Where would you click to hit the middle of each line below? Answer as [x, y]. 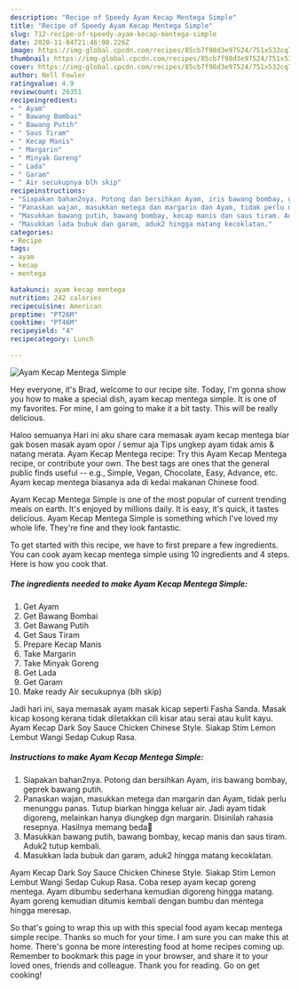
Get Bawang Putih [56, 625]
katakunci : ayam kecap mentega [68, 290]
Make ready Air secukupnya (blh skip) [92, 691]
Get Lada [39, 673]
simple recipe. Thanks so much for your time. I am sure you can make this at [149, 937]
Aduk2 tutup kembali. [62, 846]
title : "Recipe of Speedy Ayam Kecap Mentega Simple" [112, 26]
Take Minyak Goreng [61, 663]
